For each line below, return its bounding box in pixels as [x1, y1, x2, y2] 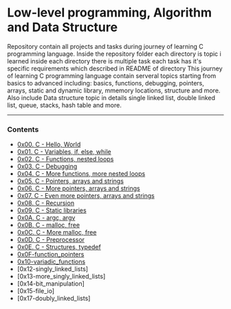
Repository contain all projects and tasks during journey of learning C [7, 42, 204, 50]
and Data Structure [7, 19, 118, 35]
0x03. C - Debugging [16, 162, 78, 170]
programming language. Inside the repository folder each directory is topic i [7, 50, 221, 58]
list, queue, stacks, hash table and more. [7, 101, 122, 109]
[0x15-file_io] [16, 287, 55, 295]
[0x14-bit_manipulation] [16, 279, 85, 288]
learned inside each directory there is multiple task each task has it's [7, 57, 202, 65]
